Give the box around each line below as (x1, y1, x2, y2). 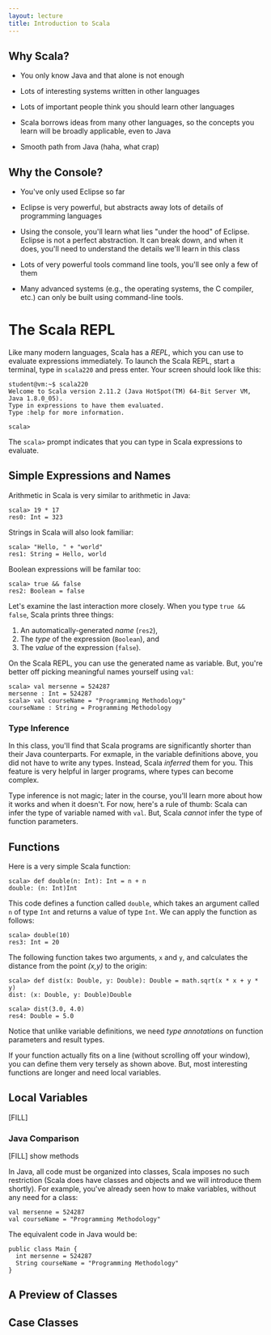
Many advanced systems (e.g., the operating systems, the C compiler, (19, 284, 254, 294)
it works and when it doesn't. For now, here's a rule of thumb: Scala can (8, 800, 248, 809)
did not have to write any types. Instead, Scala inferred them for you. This (8, 758, 253, 768)
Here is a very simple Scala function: (8, 861, 131, 871)
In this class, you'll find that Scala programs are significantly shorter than (8, 741, 252, 750)
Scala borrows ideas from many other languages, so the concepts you (19, 118, 255, 128)
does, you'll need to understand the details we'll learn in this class (19, 244, 240, 254)
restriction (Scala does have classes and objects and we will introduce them (8, 1176, 261, 1185)
